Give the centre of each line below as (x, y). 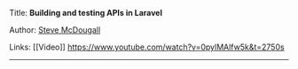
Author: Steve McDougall (55, 30)
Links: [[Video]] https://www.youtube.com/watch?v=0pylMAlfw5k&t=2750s (147, 47)
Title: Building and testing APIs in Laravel (86, 13)
